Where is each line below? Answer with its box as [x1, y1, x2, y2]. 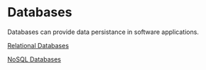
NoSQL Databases [7, 54, 62, 64]
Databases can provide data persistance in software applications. [7, 28, 199, 36]
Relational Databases [7, 41, 70, 49]
